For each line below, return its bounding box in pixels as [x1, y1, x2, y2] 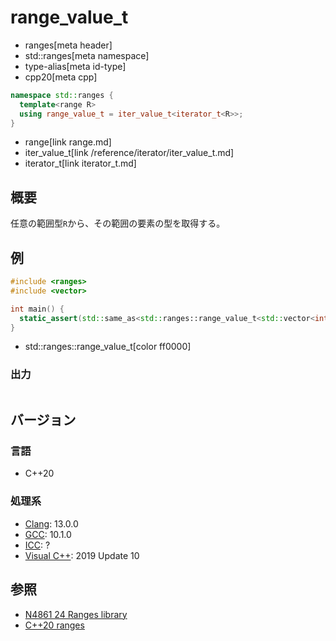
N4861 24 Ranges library [24, 608, 128, 620]
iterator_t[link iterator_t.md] [24, 157, 137, 170]
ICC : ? [24, 539, 51, 551]
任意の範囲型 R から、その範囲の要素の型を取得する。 [10, 217, 226, 230]
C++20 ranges [24, 619, 85, 631]
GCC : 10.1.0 [24, 528, 72, 540]
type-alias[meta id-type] [24, 60, 127, 72]
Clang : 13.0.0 [24, 517, 79, 530]
